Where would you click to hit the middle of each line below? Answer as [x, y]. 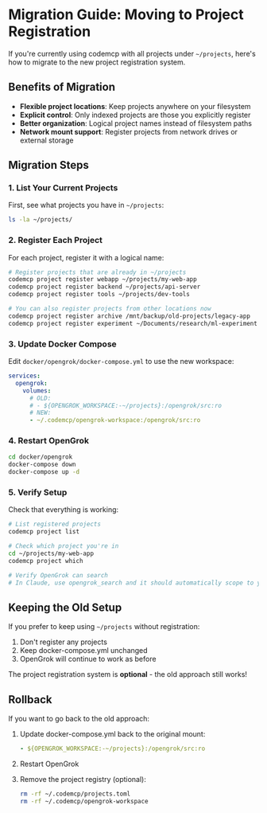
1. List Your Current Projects [63, 188]
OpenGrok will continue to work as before [88, 659]
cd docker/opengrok [41, 457]
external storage [46, 140]
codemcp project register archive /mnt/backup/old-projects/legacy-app [129, 316]
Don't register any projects [63, 642]
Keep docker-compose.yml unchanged [84, 651]
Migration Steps [49, 165]
